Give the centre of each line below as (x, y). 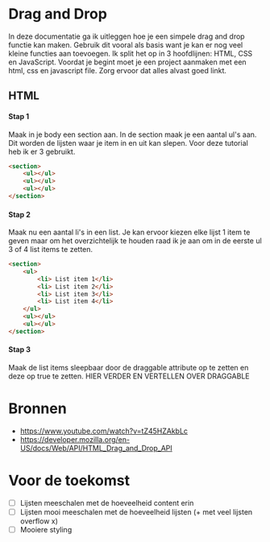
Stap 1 (19, 116)
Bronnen (37, 409)
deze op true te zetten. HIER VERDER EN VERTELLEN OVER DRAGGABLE (129, 376)
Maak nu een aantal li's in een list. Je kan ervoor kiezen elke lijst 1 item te (129, 232)
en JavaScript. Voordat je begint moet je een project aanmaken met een (128, 62)
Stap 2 (19, 214)
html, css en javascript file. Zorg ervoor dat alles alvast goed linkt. (118, 70)
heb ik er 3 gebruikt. (42, 151)
